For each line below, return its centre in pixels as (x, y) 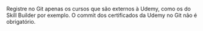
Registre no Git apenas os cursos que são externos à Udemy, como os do (98, 9)
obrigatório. (21, 22)
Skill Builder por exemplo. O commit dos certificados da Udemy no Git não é (102, 15)
